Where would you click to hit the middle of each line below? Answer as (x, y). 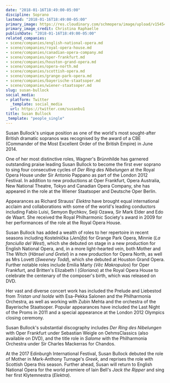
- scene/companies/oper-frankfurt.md (45, 57)
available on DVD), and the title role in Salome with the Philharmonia (76, 338)
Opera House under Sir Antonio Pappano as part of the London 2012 (77, 175)
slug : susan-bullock (27, 90)
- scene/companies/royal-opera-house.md (49, 48)
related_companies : (26, 39)
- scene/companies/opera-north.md (42, 66)
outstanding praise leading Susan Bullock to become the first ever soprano (83, 164)
